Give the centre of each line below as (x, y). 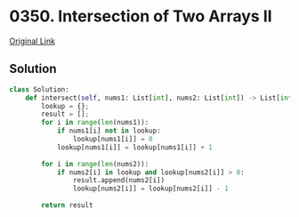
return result (67, 205)
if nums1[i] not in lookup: (109, 131)
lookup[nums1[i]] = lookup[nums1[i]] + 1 (135, 147)
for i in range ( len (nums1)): (95, 123)
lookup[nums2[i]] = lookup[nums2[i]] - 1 (150, 189)
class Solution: (39, 89)
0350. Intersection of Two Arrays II (141, 16)
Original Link (32, 41)
